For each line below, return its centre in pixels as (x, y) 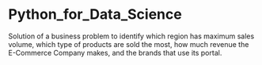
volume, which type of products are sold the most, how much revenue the (129, 44)
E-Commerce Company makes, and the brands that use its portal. (115, 52)
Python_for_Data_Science (95, 14)
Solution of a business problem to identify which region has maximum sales (131, 36)
